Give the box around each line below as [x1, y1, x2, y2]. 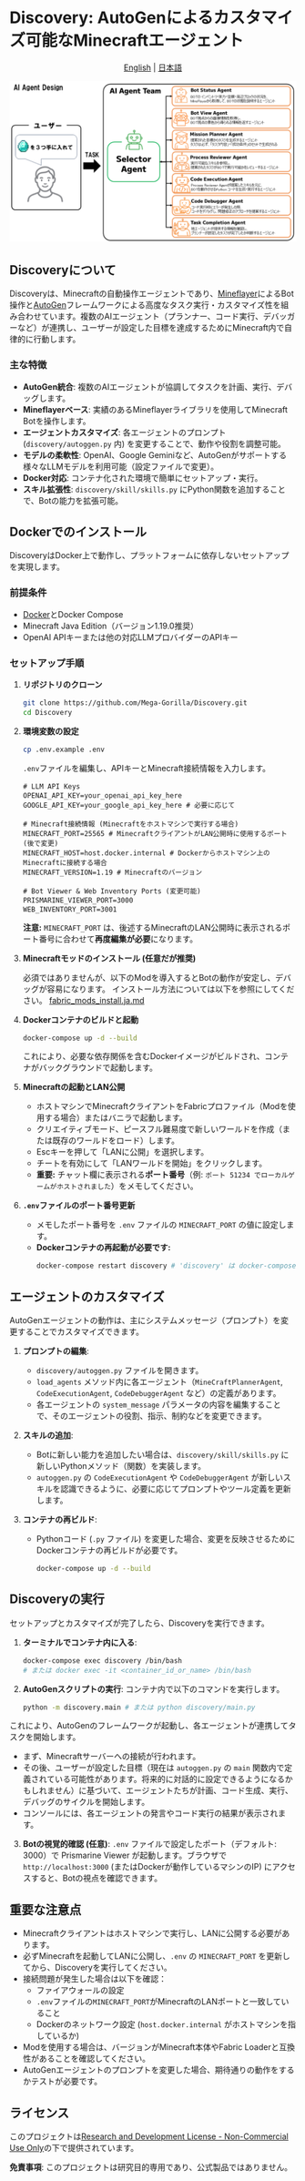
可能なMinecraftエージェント [25, 30, 244, 51]
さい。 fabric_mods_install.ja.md [22, 994, 145, 1005]
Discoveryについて [9, 262, 117, 278]
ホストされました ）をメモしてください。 [56, 1180, 198, 1192]
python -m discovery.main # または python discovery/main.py [22, 1703, 256, 1712]
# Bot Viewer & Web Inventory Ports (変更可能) [22, 886, 202, 896]
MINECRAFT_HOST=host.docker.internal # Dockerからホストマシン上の [22, 848, 270, 858]
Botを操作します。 [22, 415, 91, 426]
